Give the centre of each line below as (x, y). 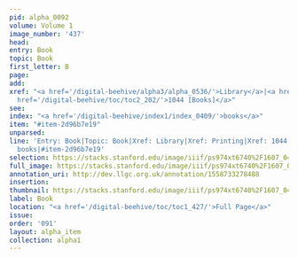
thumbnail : (29, 191)
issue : (21, 215)
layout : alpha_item (45, 231)
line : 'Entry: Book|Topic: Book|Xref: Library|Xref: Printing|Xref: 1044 (149, 141)
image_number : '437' (47, 34)
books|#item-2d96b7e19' (61, 149)
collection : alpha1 (45, 240)
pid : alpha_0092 (39, 17)
